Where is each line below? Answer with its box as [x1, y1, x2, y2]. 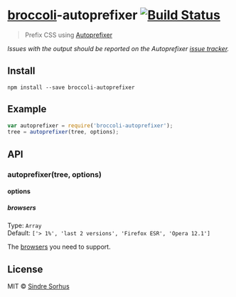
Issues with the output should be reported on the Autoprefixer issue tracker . [7, 44, 230, 53]
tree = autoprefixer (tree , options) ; [7, 129, 119, 136]
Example [7, 103, 47, 115]
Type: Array [7, 221, 42, 230]
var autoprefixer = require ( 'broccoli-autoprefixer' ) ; [7, 121, 173, 129]
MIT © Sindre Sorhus [7, 282, 70, 291]
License [7, 263, 43, 275]
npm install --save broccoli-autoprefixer [7, 84, 135, 91]
